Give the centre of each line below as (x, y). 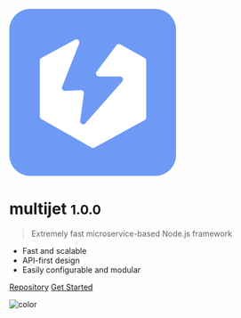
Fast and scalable (54, 250)
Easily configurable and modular (81, 269)
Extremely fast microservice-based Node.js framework (132, 233)
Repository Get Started (51, 287)
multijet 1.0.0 (56, 209)
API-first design (51, 260)
